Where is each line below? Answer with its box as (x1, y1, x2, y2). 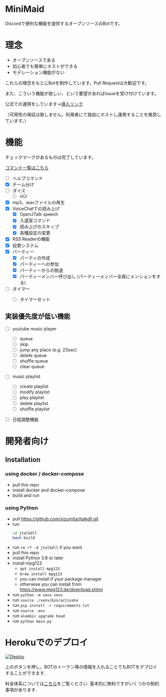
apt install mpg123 (19, 566, 60, 571)
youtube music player (12, 325, 57, 331)
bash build (12, 535, 35, 540)
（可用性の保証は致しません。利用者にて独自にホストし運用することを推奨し (5, 111, 162, 117)
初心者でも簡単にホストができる (12, 63, 78, 69)
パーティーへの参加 (19, 261, 59, 267)
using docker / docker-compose (5, 471, 84, 478)
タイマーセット (19, 296, 51, 302)
